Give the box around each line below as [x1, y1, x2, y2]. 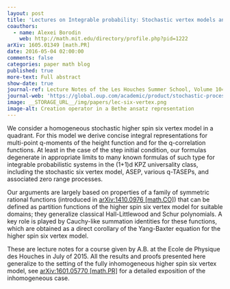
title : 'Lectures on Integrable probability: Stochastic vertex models [7, 16, 216, 23]
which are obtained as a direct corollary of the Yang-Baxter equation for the [7, 224, 221, 232]
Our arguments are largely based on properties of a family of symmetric [7, 188, 210, 196]
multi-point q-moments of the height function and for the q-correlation [7, 138, 206, 147]
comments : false [7, 55, 53, 61]
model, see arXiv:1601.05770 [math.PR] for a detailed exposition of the [7, 266, 206, 275]
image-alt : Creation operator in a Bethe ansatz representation [7, 105, 194, 112]
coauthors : [7, 23, 38, 29]
